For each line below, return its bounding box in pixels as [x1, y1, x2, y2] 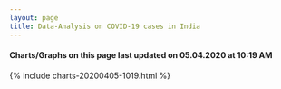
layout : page [9, 13, 59, 23]
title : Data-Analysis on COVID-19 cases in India [9, 22, 201, 31]
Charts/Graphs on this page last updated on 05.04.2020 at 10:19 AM [9, 50, 273, 61]
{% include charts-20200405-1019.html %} [9, 70, 171, 81]
